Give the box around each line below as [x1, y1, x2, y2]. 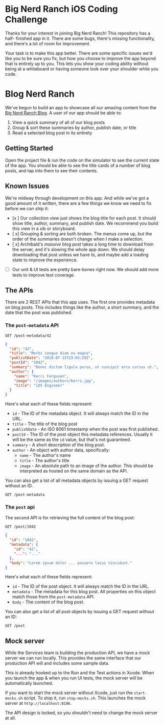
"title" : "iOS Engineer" [14, 383, 65, 388]
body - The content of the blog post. [12, 599, 85, 605]
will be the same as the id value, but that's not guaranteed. [12, 437, 131, 442]
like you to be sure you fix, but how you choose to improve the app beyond [5, 55, 156, 61]
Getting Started [5, 144, 53, 153]
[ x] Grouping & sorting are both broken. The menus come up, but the [12, 230, 152, 237]
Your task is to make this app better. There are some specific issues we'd [5, 50, 153, 56]
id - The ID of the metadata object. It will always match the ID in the [12, 410, 149, 416]
